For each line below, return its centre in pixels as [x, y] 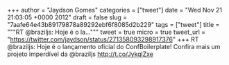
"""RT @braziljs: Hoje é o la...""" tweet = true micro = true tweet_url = [107, 32]
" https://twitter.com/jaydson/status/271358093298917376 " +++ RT [103, 39]
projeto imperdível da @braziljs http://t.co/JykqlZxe [80, 54]
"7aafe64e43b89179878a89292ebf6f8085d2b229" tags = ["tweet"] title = [113, 25]
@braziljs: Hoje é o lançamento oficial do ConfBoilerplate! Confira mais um [114, 47]
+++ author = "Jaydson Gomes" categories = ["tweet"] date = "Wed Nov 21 [114, 10]
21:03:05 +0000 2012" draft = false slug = [67, 17]
